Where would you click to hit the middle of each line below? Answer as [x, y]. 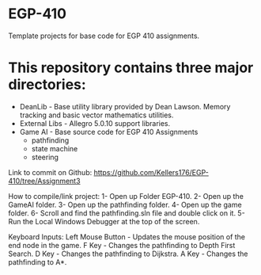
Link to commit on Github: [50, 172]
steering [45, 157]
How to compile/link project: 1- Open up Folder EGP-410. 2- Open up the [126, 196]
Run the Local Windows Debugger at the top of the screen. [104, 221]
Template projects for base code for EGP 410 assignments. [104, 36]
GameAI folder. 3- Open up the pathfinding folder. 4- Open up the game [125, 204]
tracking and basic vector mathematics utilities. [96, 115]
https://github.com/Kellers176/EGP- [151, 172]
